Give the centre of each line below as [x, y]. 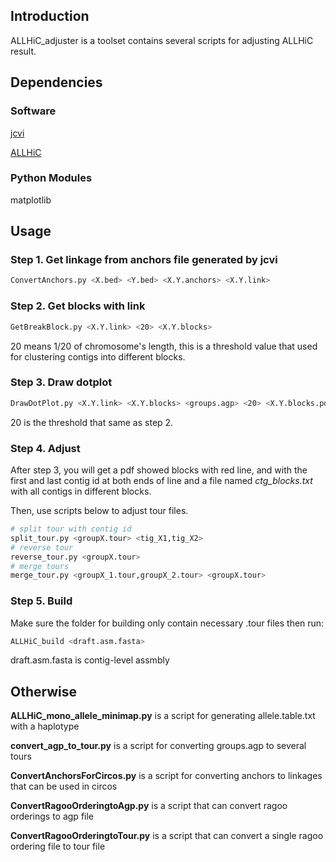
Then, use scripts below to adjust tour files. [99, 510]
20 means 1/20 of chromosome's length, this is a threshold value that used [164, 346]
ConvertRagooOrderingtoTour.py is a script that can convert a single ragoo [167, 836]
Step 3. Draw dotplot [61, 382]
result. [23, 51]
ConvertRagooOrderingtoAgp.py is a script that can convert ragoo [149, 806]
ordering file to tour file [58, 846]
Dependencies [56, 82]
